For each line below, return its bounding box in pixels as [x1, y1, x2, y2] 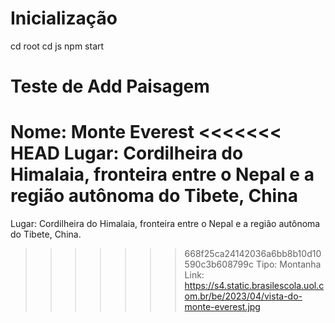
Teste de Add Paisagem [10, 75, 210, 98]
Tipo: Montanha [255, 258, 322, 271]
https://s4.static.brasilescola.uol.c [184, 280, 325, 292]
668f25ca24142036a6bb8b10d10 [184, 248, 322, 260]
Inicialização [10, 7, 118, 30]
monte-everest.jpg [184, 301, 261, 313]
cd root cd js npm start [10, 40, 105, 52]
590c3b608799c [184, 258, 254, 271]
